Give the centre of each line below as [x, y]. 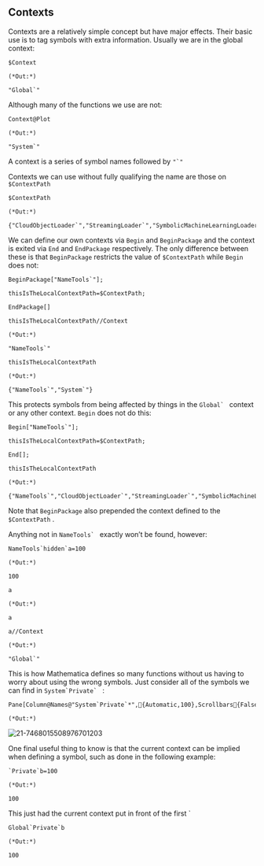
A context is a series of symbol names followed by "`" [96, 161]
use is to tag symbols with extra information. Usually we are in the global [126, 39]
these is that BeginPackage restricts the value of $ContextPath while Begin [126, 257]
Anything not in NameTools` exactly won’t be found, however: [108, 534]
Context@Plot [29, 119]
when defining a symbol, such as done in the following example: [112, 757]
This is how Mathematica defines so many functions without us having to [126, 673]
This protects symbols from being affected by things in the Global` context [131, 404]
